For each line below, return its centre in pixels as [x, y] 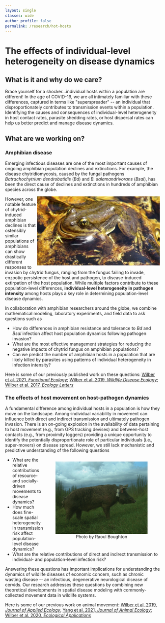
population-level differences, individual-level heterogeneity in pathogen [79, 288]
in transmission [27, 528]
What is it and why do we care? [54, 80]
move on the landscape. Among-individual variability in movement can [76, 414]
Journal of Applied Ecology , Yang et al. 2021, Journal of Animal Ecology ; [79, 610]
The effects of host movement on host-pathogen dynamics [77, 398]
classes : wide [20, 16]
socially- [30, 481]
